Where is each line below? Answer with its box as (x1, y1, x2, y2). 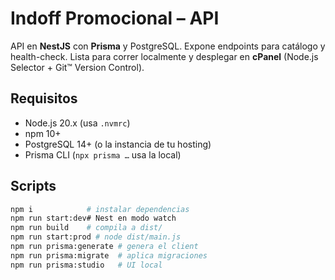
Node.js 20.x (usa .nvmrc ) (24, 117, 131, 129)
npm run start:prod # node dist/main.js (10, 232, 182, 242)
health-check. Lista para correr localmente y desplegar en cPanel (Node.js (10, 50, 319, 62)
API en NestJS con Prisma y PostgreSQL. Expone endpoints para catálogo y (10, 40, 326, 52)
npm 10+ (24, 127, 62, 139)
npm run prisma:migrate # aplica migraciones (10, 250, 208, 261)
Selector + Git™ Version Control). (10, 61, 145, 73)
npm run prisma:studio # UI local (10, 260, 163, 270)
